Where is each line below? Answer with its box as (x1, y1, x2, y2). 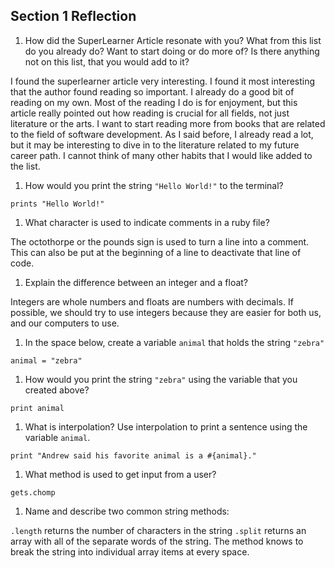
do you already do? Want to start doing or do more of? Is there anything (24, 45, 320, 57)
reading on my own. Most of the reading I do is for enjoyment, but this (10, 96, 298, 108)
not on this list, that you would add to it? (24, 55, 190, 68)
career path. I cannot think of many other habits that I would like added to (10, 149, 313, 161)
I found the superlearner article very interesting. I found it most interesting (10, 75, 316, 87)
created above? (24, 384, 90, 396)
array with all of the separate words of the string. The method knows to (10, 535, 304, 547)
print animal (10, 403, 65, 413)
